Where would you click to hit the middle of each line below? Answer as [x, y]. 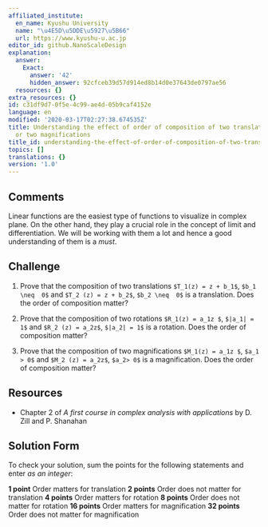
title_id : [25, 142]
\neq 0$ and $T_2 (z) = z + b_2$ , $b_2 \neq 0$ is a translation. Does [137, 294]
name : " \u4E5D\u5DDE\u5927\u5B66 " [73, 30]
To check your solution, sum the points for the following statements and [126, 465]
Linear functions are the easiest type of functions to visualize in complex [128, 216]
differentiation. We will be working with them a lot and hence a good [120, 233]
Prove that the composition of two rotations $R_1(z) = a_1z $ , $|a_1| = [137, 318]
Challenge [34, 267]
